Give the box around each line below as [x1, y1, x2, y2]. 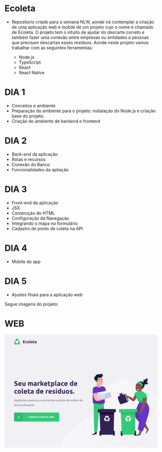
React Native [18, 69, 45, 75]
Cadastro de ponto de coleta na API [11, 225, 83, 231]
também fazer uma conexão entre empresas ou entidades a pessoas [11, 34, 149, 40]
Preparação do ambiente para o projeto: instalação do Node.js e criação [11, 108, 156, 114]
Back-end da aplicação [11, 151, 58, 157]
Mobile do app [11, 258, 41, 265]
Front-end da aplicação [11, 200, 59, 205]
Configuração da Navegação [11, 215, 69, 221]
